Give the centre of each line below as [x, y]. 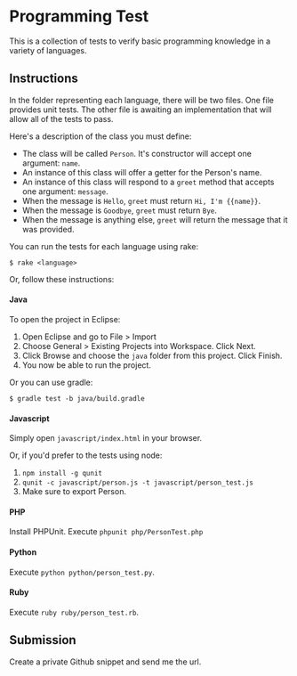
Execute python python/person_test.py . [82, 572]
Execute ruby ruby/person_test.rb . [74, 612]
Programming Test [79, 16]
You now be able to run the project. [86, 365]
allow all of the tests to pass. [61, 118]
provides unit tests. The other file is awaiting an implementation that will [140, 110]
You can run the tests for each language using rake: [104, 246]
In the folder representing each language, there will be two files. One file [141, 100]
